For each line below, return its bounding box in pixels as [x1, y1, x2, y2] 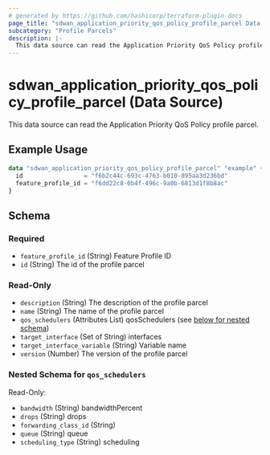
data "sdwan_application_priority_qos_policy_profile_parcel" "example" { [8, 164, 264, 173]
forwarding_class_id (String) [19, 420, 117, 429]
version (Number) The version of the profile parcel [19, 349, 188, 359]
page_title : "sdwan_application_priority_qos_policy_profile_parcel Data [8, 19, 261, 27]
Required [8, 233, 45, 244]
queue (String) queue [19, 429, 88, 438]
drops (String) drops [19, 411, 87, 421]
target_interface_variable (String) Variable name [19, 340, 187, 350]
